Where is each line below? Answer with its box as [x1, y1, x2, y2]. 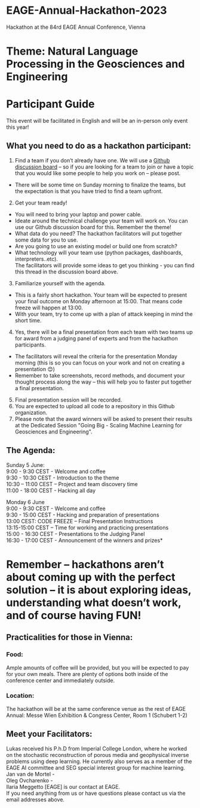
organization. [14, 409, 48, 416]
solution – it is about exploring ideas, [6, 583, 192, 596]
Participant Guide [6, 97, 95, 111]
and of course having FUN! [6, 608, 141, 622]
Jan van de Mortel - [6, 770, 55, 777]
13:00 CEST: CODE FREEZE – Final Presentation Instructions [6, 517, 153, 524]
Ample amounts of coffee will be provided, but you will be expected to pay [6, 664, 189, 671]
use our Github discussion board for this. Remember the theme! [14, 223, 171, 231]
